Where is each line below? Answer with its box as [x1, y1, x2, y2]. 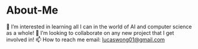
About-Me [6, 4, 58, 17]
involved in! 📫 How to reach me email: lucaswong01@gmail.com [6, 36, 165, 43]
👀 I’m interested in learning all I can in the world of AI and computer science [6, 23, 192, 30]
